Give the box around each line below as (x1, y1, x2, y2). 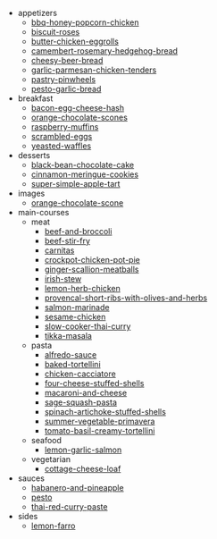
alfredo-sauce (44, 350, 97, 360)
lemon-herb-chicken (44, 283, 121, 293)
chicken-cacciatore (44, 368, 116, 379)
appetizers (17, 8, 58, 18)
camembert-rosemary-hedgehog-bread (30, 46, 179, 56)
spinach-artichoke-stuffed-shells (44, 407, 167, 417)
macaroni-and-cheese (44, 388, 128, 398)
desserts (17, 150, 51, 160)
